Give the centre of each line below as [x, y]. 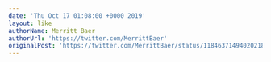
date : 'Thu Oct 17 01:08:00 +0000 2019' [77, 16]
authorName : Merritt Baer [52, 31]
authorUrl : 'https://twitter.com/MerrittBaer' [88, 38]
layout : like [30, 23]
